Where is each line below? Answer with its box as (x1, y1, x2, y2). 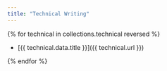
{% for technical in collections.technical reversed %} (7, 30, 161, 38)
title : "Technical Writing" (7, 10, 90, 18)
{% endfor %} (7, 57, 48, 65)
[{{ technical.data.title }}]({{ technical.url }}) (17, 43, 144, 51)
